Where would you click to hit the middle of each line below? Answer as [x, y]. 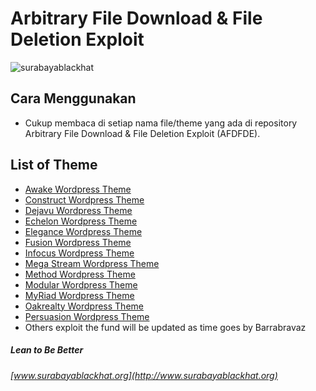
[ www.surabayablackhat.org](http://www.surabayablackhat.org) [144, 375]
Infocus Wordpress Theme [79, 253]
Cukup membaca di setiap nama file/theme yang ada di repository [161, 123]
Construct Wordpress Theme [84, 199]
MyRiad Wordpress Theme [79, 295]
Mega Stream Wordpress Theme [92, 263]
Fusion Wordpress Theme [78, 242]
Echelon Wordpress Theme [81, 221]
